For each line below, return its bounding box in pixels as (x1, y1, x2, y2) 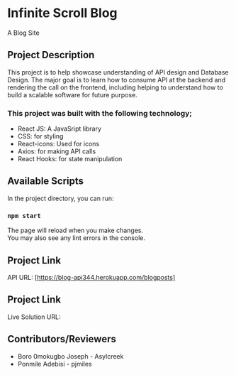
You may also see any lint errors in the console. (7, 234, 145, 242)
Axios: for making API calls (17, 147, 96, 156)
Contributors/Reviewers (7, 333, 117, 345)
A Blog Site (7, 28, 40, 37)
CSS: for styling (17, 132, 64, 141)
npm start (7, 212, 41, 219)
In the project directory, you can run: (7, 194, 114, 202)
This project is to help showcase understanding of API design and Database (7, 67, 229, 76)
